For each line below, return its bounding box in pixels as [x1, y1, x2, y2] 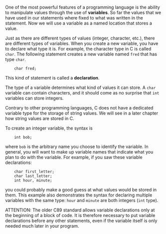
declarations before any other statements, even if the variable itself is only [5, 217, 158, 223]
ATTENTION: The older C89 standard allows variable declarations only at [5, 207, 155, 213]
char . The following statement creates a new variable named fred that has [5, 51, 157, 57]
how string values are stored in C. [5, 115, 74, 121]
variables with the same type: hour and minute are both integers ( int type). [5, 197, 159, 203]
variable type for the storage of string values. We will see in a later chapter [5, 110, 159, 116]
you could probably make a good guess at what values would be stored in [5, 187, 157, 192]
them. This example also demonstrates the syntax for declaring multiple [5, 192, 153, 198]
